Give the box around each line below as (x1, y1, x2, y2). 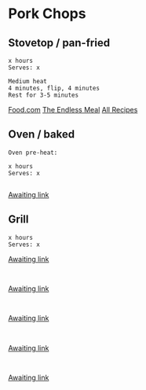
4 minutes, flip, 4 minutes (8, 84, 100, 92)
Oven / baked (8, 127, 75, 142)
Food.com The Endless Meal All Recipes (8, 105, 138, 114)
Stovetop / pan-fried (8, 36, 111, 50)
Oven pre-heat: (8, 149, 58, 156)
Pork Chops (8, 5, 86, 23)
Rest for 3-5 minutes (8, 91, 79, 99)
